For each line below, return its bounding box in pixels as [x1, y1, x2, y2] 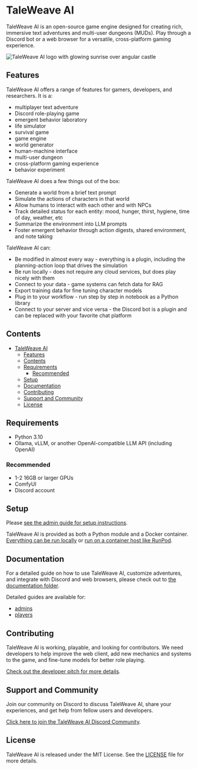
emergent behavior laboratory [14, 116, 88, 123]
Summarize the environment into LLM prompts [14, 220, 128, 227]
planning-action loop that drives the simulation [14, 261, 128, 269]
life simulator [14, 122, 46, 130]
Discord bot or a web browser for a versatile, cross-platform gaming [6, 35, 172, 42]
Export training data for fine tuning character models [14, 287, 142, 294]
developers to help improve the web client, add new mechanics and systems [6, 650, 192, 657]
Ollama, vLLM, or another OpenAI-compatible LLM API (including [14, 440, 172, 447]
